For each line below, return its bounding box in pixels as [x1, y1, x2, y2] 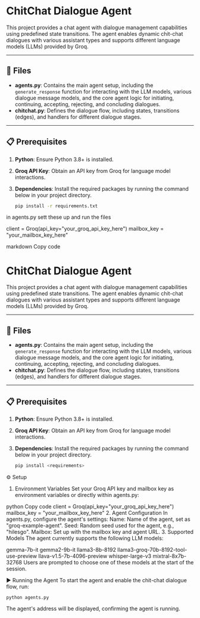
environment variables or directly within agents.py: [14, 491, 139, 498]
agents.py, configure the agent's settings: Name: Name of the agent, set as [6, 515, 190, 523]
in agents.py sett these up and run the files [6, 213, 111, 221]
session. [6, 565, 27, 572]
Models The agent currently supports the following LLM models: [6, 535, 164, 542]
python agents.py [6, 594, 49, 600]
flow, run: [6, 583, 29, 590]
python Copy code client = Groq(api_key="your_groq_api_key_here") [6, 502, 174, 510]
